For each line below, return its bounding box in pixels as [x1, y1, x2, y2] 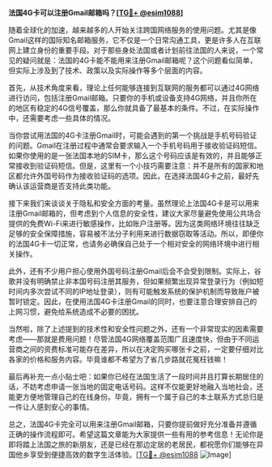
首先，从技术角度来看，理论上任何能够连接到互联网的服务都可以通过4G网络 [8, 83, 260, 92]
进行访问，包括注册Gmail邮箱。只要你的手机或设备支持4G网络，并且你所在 [8, 93, 257, 102]
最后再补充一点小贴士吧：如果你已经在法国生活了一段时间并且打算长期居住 [8, 372, 257, 381]
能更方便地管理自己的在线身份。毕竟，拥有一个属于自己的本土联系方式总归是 [8, 392, 264, 401]
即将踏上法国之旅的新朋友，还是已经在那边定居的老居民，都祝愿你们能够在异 [8, 439, 264, 449]
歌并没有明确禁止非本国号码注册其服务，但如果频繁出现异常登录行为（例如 [8, 276, 257, 286]
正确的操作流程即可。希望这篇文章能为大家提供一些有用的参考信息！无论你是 [8, 430, 264, 439]
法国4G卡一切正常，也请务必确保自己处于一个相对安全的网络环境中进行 [15, 239, 253, 248]
